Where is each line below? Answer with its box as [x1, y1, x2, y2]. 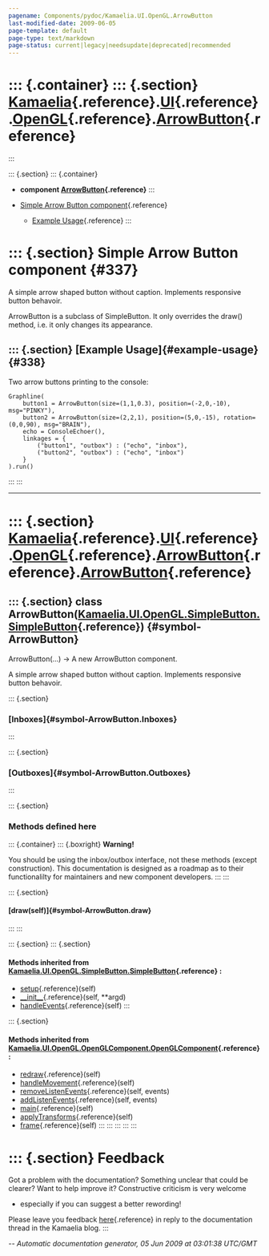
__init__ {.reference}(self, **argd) [19, 992, 126, 1002]
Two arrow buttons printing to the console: [8, 377, 149, 386]
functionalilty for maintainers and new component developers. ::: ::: [8, 871, 230, 882]
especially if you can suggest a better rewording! [19, 1199, 182, 1209]
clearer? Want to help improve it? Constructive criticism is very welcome [8, 1184, 247, 1193]
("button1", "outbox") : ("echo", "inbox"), [37, 442, 188, 450]
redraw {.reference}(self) [19, 1069, 102, 1079]
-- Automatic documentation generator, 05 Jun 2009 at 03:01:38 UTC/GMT [8, 1239, 258, 1249]
